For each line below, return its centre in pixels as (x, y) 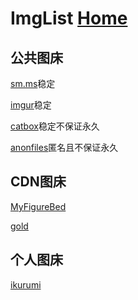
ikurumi (26, 284)
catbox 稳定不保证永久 (55, 126)
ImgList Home (69, 18)
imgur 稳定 (31, 105)
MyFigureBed (38, 206)
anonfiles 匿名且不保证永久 (64, 147)
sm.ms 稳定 (33, 83)
